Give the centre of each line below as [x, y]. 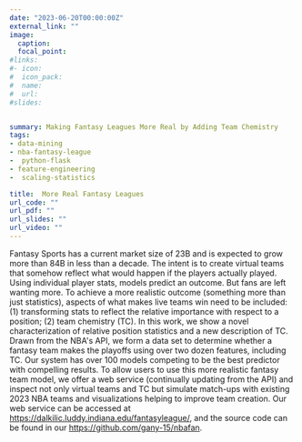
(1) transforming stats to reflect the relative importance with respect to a [144, 311]
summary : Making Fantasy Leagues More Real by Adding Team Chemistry [144, 127]
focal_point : [42, 52]
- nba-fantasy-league [50, 152]
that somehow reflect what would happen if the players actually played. [143, 273]
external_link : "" [44, 26]
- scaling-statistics [52, 177]
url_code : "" [34, 202]
